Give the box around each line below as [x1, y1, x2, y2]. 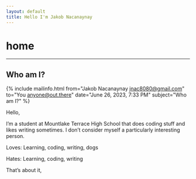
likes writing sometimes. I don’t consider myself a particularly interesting [6, 126, 180, 133]
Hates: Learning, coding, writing [6, 156, 83, 163]
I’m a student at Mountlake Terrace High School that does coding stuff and [6, 121, 185, 128]
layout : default [6, 8, 45, 15]
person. [6, 133, 25, 140]
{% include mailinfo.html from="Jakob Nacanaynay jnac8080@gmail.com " [6, 85, 185, 92]
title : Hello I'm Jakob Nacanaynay [6, 14, 93, 20]
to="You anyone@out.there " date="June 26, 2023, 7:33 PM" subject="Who [6, 91, 187, 98]
